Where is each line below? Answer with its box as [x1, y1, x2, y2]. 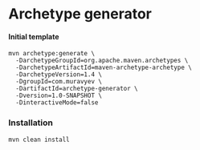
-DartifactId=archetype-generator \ [15, 85, 138, 93]
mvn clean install [8, 136, 70, 144]
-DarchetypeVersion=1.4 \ [15, 71, 103, 79]
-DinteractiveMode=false [15, 99, 99, 107]
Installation [8, 117, 54, 128]
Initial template [8, 31, 59, 41]
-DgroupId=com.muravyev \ [15, 78, 103, 86]
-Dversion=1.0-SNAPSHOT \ [15, 91, 103, 100]
